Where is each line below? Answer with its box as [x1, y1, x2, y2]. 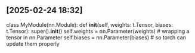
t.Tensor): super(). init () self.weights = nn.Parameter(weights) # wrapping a [6, 27, 190, 35]
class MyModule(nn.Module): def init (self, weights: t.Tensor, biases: [6, 21, 173, 28]
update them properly [6, 40, 60, 47]
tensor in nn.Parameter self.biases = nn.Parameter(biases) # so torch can [6, 33, 187, 41]
